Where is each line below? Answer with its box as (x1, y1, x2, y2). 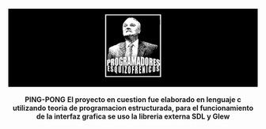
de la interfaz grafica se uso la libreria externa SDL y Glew (36, 112, 230, 121)
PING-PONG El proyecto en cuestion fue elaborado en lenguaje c (25, 94, 241, 104)
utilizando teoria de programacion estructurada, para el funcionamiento (12, 103, 254, 112)
